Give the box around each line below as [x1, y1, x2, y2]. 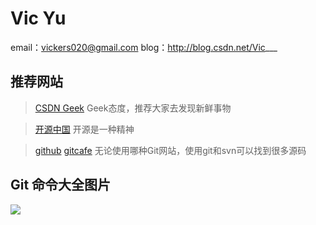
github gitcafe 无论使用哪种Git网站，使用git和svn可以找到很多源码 [34, 144, 307, 156]
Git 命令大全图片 [10, 177, 112, 194]
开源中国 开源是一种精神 [34, 123, 135, 135]
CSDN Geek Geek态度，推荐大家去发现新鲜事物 [34, 102, 232, 114]
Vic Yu [10, 7, 67, 30]
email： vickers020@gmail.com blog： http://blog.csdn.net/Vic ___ [10, 41, 278, 53]
